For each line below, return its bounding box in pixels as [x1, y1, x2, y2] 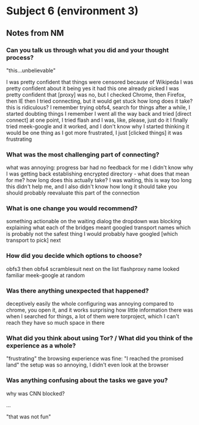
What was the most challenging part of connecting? [6, 150, 160, 159]
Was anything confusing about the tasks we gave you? [6, 376, 168, 384]
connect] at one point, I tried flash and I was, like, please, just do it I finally [6, 116, 188, 124]
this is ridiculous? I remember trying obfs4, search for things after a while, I [6, 103, 191, 111]
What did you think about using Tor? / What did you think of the [6, 334, 193, 342]
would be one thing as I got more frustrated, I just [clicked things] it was [6, 129, 183, 136]
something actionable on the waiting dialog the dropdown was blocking [6, 218, 182, 225]
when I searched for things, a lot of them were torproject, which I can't [6, 313, 180, 320]
